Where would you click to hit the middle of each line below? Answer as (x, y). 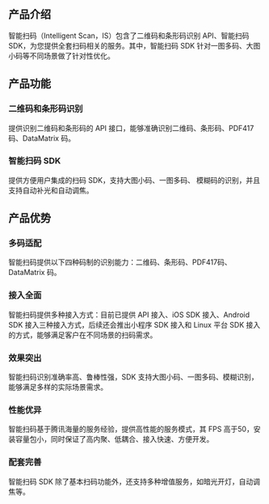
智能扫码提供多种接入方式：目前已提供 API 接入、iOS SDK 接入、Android (129, 315)
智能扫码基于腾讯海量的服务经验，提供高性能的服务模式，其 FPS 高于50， (131, 429)
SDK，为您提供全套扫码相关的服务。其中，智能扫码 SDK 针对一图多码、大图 (134, 45)
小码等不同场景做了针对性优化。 (61, 56)
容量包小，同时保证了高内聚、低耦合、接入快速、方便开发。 (114, 439)
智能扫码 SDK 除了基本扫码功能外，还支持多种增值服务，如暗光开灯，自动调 (134, 481)
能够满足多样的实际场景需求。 (58, 388)
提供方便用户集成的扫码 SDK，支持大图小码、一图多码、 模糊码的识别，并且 (134, 180)
